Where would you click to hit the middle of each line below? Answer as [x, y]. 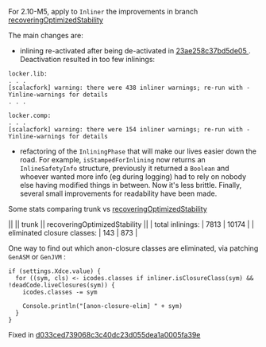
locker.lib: [28, 74]
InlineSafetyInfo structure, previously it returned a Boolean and [124, 168]
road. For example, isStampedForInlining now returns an [113, 160]
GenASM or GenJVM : [37, 257]
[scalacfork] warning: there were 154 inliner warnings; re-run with [126, 130]
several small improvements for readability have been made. [118, 193]
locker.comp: [30, 115]
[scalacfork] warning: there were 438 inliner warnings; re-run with [126, 88]
